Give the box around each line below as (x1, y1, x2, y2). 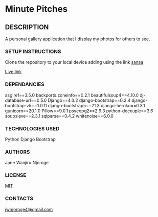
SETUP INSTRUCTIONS (5, 48, 61, 55)
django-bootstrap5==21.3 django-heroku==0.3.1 (48, 102, 145, 108)
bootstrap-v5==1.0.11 (5, 102, 47, 108)
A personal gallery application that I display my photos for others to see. (5, 36, 150, 42)
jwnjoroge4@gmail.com (5, 206, 53, 212)
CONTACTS (5, 195, 33, 202)
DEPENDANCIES (5, 81, 45, 88)
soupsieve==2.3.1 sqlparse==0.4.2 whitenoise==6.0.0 (5, 113, 114, 119)
